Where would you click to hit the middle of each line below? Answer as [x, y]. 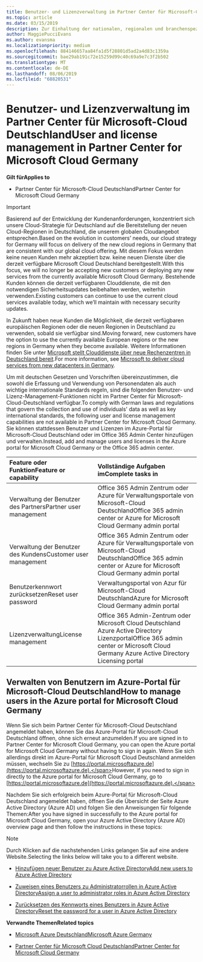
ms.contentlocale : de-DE [37, 68]
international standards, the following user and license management [91, 416]
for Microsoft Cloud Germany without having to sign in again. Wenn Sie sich [100, 751]
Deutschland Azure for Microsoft [143, 598]
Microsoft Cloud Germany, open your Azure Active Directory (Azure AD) [96, 820]
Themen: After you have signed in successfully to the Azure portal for [92, 814]
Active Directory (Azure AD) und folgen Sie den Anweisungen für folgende [99, 807]
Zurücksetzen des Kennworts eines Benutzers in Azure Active [92, 905]
